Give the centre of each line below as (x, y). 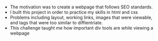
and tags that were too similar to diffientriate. (56, 23)
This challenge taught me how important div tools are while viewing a (82, 28)
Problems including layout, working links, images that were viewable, (81, 18)
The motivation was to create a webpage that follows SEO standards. (81, 7)
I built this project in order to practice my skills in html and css (74, 12)
